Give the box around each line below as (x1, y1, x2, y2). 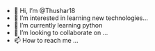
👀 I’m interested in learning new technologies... (13, 14, 148, 22)
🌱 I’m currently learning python (13, 21, 103, 29)
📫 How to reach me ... (13, 37, 79, 44)
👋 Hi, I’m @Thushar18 (13, 7, 76, 14)
